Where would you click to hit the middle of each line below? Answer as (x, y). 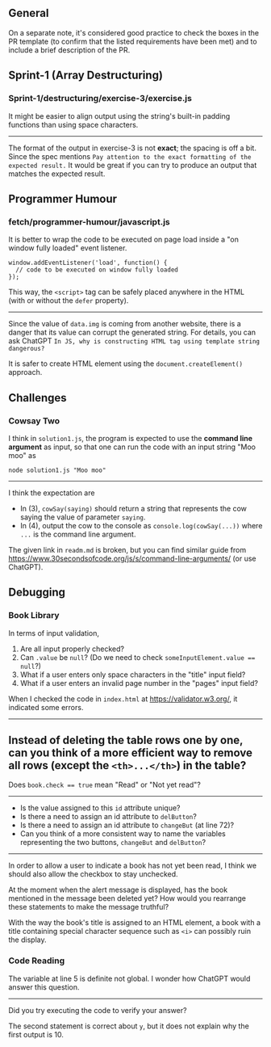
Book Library (34, 616)
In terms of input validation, (54, 633)
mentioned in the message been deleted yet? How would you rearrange (127, 898)
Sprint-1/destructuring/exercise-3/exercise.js (100, 99)
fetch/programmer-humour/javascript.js (90, 221)
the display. (27, 940)
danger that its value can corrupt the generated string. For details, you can (132, 332)
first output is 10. (36, 1034)
